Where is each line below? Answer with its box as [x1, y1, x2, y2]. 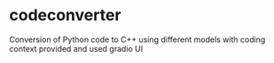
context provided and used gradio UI [9, 43, 144, 53]
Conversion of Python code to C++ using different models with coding [9, 34, 266, 45]
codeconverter [9, 5, 121, 25]
